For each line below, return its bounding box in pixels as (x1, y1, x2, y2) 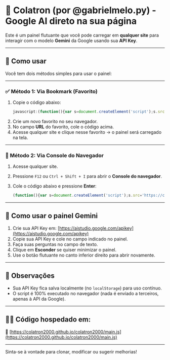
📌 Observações (5, 271, 55, 280)
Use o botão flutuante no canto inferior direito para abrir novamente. (12, 252, 155, 258)
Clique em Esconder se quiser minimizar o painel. (12, 246, 117, 253)
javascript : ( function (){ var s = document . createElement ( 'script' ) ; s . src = (12, 109, 167, 115)
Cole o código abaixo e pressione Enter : (12, 183, 97, 189)
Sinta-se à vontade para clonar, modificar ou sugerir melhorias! (5, 348, 138, 354)
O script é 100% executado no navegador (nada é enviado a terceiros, (12, 290, 159, 296)
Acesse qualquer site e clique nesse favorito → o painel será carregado (12, 129, 162, 135)
